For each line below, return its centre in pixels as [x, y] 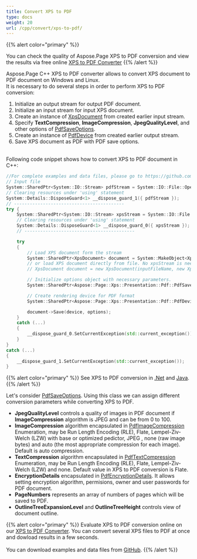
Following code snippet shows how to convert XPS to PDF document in [92, 159]
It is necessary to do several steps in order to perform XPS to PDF [86, 87]
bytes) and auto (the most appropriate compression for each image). [97, 445]
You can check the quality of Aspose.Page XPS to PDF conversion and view [98, 56]
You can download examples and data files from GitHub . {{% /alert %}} [92, 550]
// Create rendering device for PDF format [81, 296]
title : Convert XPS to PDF [39, 11]
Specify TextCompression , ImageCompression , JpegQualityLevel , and [102, 123]
